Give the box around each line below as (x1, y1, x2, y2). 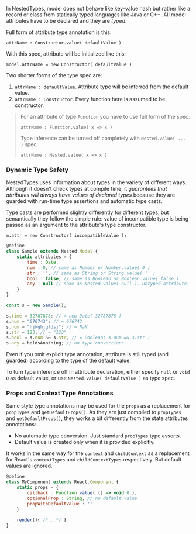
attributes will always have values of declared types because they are (6, 191, 176, 198)
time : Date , (27, 259, 59, 265)
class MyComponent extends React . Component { (6, 479, 119, 485)
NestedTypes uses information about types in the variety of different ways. (6, 179, 187, 186)
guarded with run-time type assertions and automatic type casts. (6, 198, 163, 205)
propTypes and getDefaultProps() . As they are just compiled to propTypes (6, 409, 181, 416)
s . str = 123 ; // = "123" (6, 329, 67, 335)
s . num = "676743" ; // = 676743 (6, 318, 82, 324)
